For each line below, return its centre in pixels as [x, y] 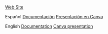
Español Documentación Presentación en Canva [54, 17]
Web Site [14, 7]
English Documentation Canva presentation [49, 26]
